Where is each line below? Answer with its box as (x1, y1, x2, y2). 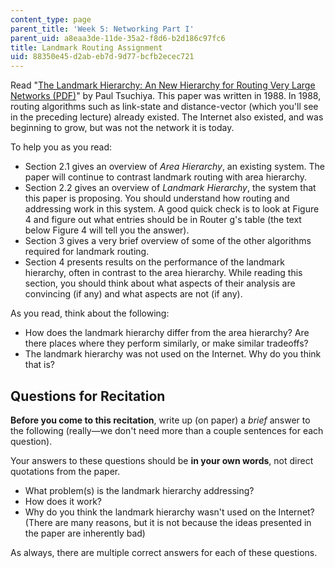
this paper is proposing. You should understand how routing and (24, 192, 290, 205)
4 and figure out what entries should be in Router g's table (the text (24, 214, 302, 226)
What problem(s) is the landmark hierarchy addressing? (24, 484, 255, 496)
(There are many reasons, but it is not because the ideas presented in (24, 516, 312, 528)
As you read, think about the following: (10, 307, 170, 320)
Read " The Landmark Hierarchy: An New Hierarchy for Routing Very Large (10, 79, 316, 91)
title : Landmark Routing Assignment (10, 42, 163, 53)
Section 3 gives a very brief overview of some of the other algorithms (24, 235, 312, 247)
